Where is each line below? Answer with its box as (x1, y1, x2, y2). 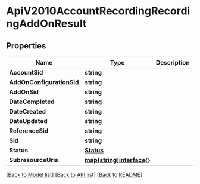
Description (155, 59, 190, 66)
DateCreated (9, 108, 46, 115)
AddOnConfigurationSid (9, 78, 79, 86)
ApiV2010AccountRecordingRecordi (6, 4, 190, 18)
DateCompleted (9, 97, 55, 106)
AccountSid (9, 69, 43, 76)
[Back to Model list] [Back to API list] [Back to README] (6, 171, 143, 178)
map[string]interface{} (85, 156, 151, 164)
